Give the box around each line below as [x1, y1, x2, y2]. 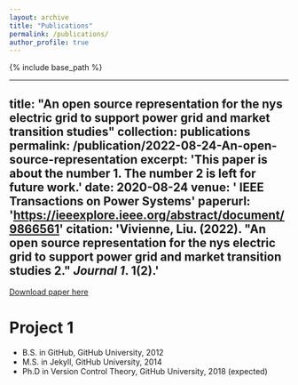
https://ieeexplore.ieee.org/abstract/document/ [12, 207, 286, 222]
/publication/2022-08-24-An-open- [72, 138, 278, 153]
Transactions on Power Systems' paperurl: [9, 193, 251, 209]
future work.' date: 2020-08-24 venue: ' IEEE [9, 180, 264, 195]
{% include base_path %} [9, 62, 103, 73]
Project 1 [9, 317, 74, 338]
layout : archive [9, 12, 69, 22]
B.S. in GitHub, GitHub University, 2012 [21, 348, 164, 357]
